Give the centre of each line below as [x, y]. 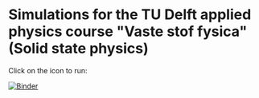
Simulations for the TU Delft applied [130, 15]
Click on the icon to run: [48, 70]
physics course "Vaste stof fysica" [128, 31]
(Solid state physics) [78, 49]
